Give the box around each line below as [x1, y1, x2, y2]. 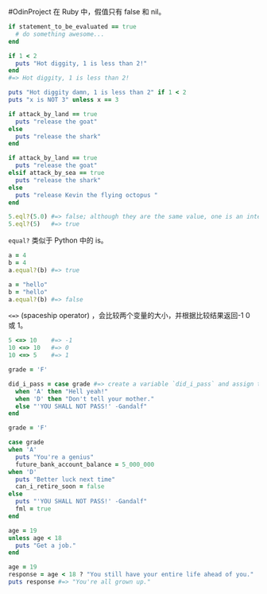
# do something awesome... [15, 30, 105, 38]
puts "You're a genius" [15, 452, 94, 461]
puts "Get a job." [15, 542, 77, 549]
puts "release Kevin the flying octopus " [15, 191, 158, 199]
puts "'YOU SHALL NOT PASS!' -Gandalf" [15, 498, 148, 506]
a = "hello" [8, 281, 48, 289]
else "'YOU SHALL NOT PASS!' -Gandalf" [15, 402, 148, 410]
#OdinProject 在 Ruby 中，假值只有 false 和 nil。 [8, 7, 166, 16]
